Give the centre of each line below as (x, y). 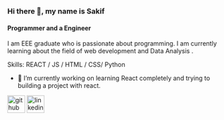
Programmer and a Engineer (49, 28)
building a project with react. (59, 86)
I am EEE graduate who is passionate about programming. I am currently (112, 44)
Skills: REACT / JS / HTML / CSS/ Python (66, 65)
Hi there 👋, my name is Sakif (56, 11)
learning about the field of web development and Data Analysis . (100, 51)
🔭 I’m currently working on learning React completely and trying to (114, 78)
